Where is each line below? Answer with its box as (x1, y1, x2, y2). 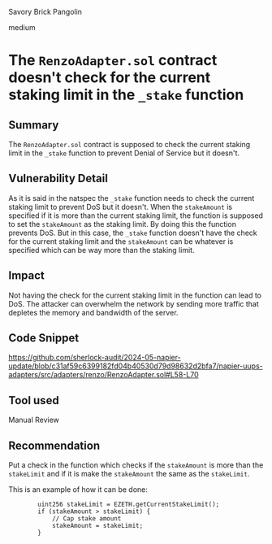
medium (8, 23, 36, 32)
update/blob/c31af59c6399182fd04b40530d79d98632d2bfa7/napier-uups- (8, 361, 263, 371)
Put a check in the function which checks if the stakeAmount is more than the (8, 460, 264, 470)
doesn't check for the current (8, 68, 211, 87)
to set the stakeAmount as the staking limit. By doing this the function (8, 219, 237, 228)
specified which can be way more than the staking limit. (8, 245, 195, 255)
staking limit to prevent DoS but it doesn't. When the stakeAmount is (8, 202, 233, 211)
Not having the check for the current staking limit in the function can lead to (8, 290, 262, 300)
